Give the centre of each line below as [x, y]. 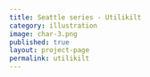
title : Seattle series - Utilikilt [75, 17]
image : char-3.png [43, 34]
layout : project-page [50, 50]
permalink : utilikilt [50, 58]
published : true [39, 42]
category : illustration [54, 26]
